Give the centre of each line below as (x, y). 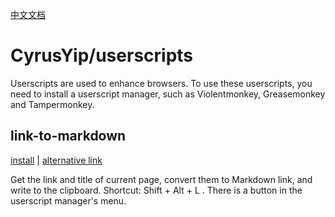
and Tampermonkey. (52, 104)
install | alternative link (56, 160)
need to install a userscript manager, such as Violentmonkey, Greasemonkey (168, 94)
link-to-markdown (68, 136)
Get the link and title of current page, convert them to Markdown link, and (161, 179)
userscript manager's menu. (68, 200)
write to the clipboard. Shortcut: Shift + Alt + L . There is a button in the (156, 190)
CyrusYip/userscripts (102, 55)
